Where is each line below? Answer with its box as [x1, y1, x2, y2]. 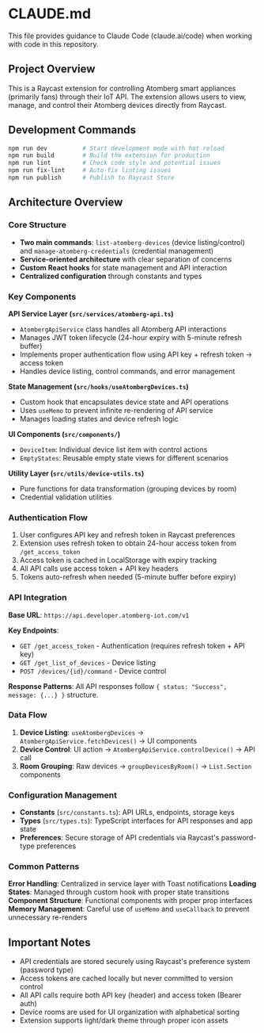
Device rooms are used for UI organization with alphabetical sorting [19, 1008, 239, 1017]
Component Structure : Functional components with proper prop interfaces [8, 896, 253, 905]
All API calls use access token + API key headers [19, 564, 179, 573]
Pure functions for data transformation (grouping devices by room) [19, 484, 237, 493]
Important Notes [8, 935, 91, 949]
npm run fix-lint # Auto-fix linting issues [8, 166, 172, 174]
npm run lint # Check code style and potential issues [8, 159, 221, 167]
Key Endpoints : [8, 626, 59, 635]
